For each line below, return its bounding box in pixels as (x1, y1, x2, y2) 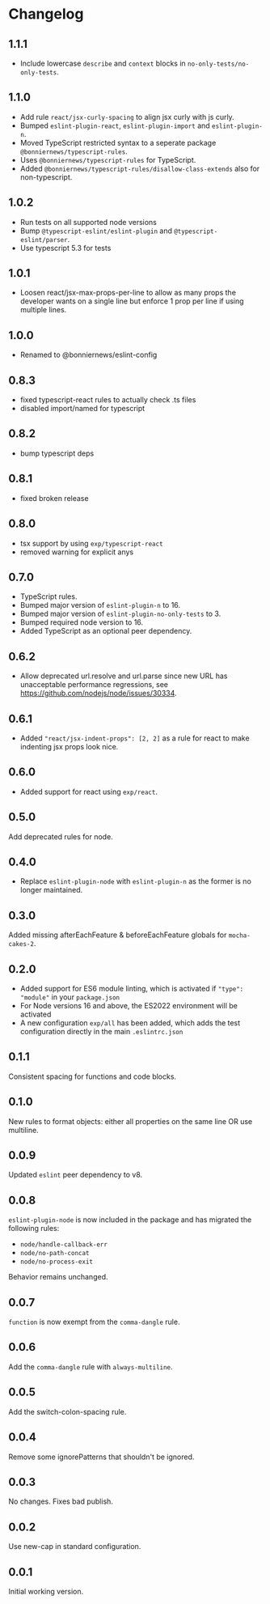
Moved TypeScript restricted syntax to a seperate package (19, 138, 217, 147)
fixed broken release (19, 493, 89, 503)
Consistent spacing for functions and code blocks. (8, 1071, 176, 1081)
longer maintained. (19, 885, 83, 895)
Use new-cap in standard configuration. (8, 1542, 141, 1551)
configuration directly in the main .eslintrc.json (19, 1027, 184, 1036)
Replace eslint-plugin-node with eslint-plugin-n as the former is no (19, 876, 252, 886)
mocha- (228, 931, 251, 940)
